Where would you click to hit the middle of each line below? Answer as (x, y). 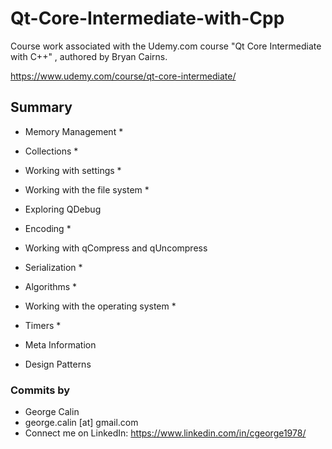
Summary (41, 107)
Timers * (43, 325)
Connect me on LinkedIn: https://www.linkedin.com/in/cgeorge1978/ (165, 433)
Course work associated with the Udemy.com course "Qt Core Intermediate (166, 46)
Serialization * (53, 267)
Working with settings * (73, 170)
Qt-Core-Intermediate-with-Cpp (147, 18)
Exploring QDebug (63, 209)
